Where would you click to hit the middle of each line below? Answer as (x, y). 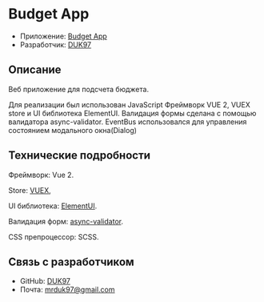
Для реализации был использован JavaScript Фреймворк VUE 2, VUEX (129, 104)
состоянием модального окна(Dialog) (73, 130)
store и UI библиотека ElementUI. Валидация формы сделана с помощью (132, 113)
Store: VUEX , (30, 190)
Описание (35, 70)
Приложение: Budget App (64, 36)
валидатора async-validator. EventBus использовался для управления (128, 122)
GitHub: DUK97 (45, 281)
